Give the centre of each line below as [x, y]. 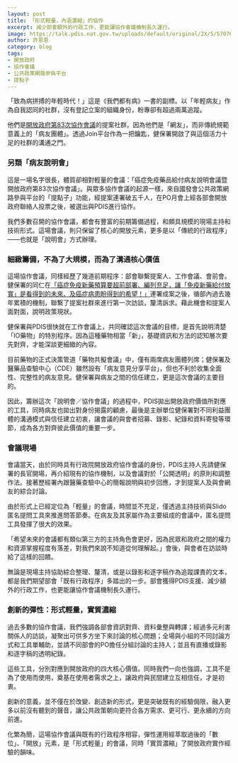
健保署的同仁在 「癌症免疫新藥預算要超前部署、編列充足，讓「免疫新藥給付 [116, 285]
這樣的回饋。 [38, 557]
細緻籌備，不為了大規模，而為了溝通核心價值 [84, 259]
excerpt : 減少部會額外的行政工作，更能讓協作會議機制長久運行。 [90, 27]
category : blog [30, 47]
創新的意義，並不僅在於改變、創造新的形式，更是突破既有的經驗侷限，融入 [116, 701]
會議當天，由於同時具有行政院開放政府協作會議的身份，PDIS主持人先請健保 [117, 465]
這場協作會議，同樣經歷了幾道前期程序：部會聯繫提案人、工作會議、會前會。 [119, 276]
